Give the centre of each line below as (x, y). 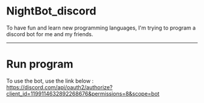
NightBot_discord (51, 11)
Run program (40, 64)
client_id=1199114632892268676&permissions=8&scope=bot (83, 93)
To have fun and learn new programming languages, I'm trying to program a (101, 28)
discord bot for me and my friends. (50, 34)
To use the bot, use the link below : (50, 81)
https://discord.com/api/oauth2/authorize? (59, 87)
